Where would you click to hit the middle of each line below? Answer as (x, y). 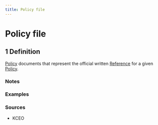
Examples (17, 94)
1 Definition (23, 52)
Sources (15, 107)
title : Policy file (25, 10)
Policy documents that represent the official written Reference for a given (79, 63)
